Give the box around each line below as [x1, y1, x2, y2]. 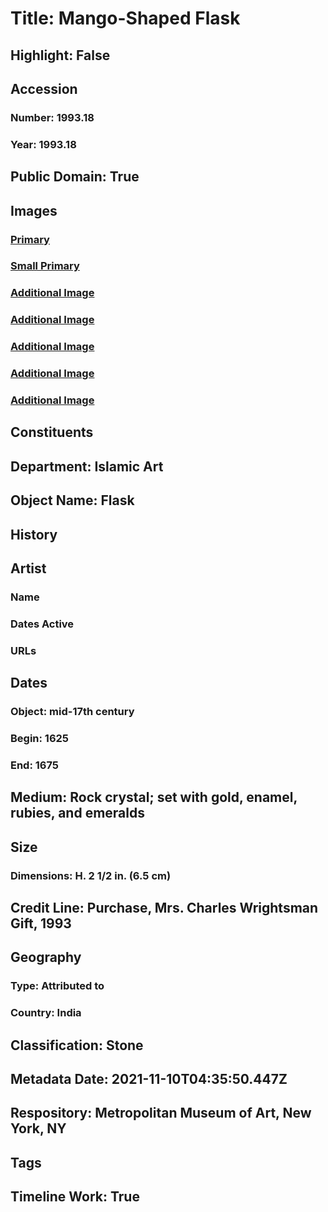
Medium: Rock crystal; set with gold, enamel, [10, 789, 298, 806]
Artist [10, 560, 47, 577]
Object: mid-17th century [10, 705, 135, 719]
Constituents [10, 424, 94, 441]
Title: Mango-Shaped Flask [10, 7, 241, 30]
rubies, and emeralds [10, 805, 145, 822]
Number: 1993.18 [10, 110, 95, 124]
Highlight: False [10, 47, 111, 64]
